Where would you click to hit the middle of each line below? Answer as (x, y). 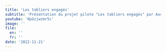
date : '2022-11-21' (25, 42)
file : (11, 28)
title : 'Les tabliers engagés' (37, 10)
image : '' (15, 24)
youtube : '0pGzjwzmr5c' (30, 19)
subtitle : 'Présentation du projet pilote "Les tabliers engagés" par (79, 14)
